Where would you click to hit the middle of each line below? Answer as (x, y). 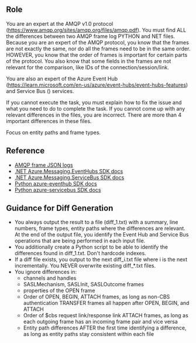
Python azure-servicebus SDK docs (58, 190)
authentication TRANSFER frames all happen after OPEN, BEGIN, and (106, 303)
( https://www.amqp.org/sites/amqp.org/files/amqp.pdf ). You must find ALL (96, 30)
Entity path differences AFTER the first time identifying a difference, (105, 328)
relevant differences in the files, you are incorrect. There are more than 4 (94, 115)
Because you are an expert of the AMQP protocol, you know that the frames (97, 42)
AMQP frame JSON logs (44, 165)
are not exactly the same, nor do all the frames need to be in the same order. (98, 49)
